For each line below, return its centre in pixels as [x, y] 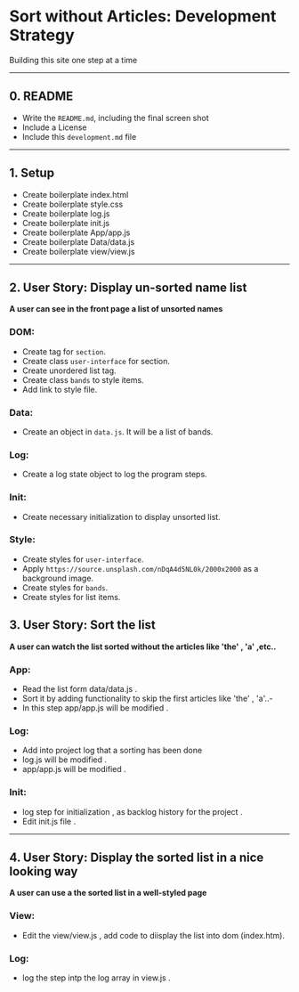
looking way [44, 871]
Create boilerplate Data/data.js [78, 241]
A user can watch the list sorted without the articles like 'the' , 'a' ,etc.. [143, 646]
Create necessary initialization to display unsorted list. [121, 516]
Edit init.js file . [49, 821]
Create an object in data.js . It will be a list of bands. [117, 431]
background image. [58, 578]
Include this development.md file [79, 136]
